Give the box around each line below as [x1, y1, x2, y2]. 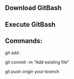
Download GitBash [5, 4, 62, 12]
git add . [5, 49, 22, 55]
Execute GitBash [5, 20, 56, 29]
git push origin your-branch [5, 68, 60, 74]
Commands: [5, 37, 43, 45]
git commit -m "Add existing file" [5, 59, 70, 65]
